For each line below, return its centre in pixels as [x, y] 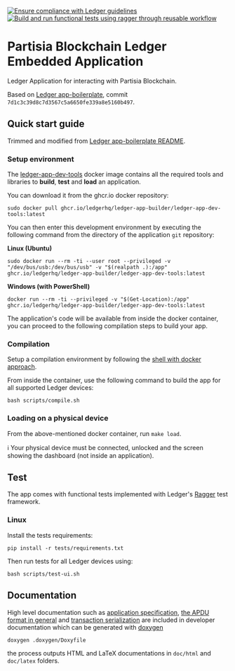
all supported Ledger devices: [51, 388]
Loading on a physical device [58, 419]
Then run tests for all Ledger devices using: [70, 561]
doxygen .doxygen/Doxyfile [47, 640]
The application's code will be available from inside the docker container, [113, 318]
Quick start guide [46, 124]
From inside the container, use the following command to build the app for [114, 380]
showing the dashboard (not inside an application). [81, 455]
